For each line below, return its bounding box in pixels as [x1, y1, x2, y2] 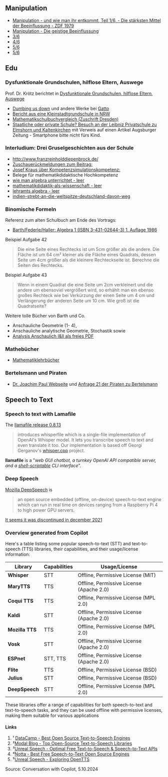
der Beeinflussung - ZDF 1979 [12, 23, 74, 29]
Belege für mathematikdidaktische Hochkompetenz [12, 172, 118, 178]
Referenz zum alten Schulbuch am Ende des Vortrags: [5, 217, 116, 223]
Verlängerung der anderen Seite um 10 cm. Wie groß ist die [17, 298, 139, 304]
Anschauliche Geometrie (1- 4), [12, 323, 77, 329]
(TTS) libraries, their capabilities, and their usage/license [21, 546, 138, 552]
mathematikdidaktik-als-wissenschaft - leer [12, 183, 102, 189]
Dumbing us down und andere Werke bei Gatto [12, 105, 109, 111]
